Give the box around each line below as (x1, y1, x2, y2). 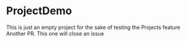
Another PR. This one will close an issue (6, 30, 104, 37)
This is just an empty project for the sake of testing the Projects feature (6, 24, 181, 31)
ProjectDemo (6, 4, 72, 18)
